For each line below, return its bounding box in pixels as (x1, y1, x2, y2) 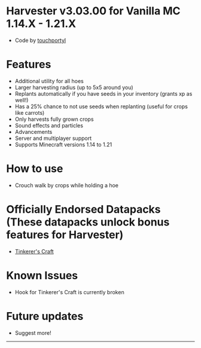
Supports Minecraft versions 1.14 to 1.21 (14, 141, 112, 148)
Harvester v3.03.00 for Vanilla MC (6, 4, 181, 18)
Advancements (14, 128, 53, 135)
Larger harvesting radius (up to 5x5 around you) (14, 84, 133, 91)
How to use (6, 162, 63, 176)
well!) (14, 96, 29, 103)
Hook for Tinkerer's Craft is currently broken (14, 288, 124, 295)
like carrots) (14, 109, 45, 116)
